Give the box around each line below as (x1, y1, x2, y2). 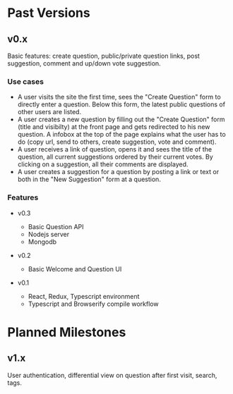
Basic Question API (28, 222, 84, 230)
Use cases (7, 76, 44, 86)
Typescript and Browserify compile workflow (28, 300, 159, 308)
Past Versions (7, 5, 90, 21)
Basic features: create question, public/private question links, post (7, 51, 200, 60)
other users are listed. (17, 108, 82, 116)
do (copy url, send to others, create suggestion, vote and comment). (17, 137, 217, 146)
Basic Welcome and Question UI (28, 264, 122, 273)
